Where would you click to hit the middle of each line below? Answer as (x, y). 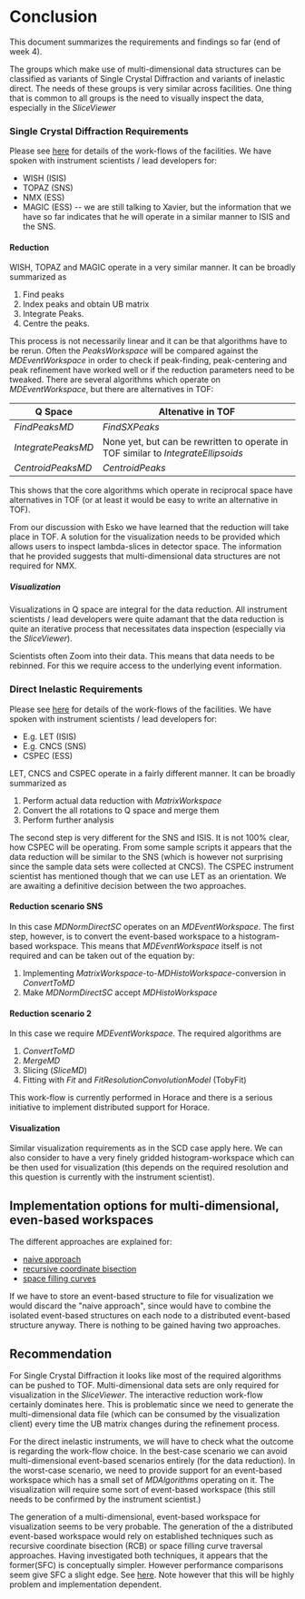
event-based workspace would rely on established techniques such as (142, 1535)
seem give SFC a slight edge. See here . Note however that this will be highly (152, 1574)
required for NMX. (43, 566)
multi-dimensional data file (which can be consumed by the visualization (145, 1414)
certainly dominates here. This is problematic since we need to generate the (152, 1404)
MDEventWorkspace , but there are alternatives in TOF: (112, 390)
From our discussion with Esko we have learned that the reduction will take (149, 528)
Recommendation (60, 1353)
